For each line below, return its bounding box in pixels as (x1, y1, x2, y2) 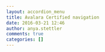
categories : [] (6, 36, 44, 42)
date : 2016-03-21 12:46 (6, 20, 65, 26)
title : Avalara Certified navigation (6, 14, 100, 20)
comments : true (6, 31, 44, 37)
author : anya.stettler (6, 25, 62, 32)
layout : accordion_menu (6, 8, 65, 15)
